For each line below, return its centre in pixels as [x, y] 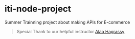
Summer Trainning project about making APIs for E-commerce [67, 22]
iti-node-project [38, 9]
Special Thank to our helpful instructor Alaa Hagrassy [70, 31]
